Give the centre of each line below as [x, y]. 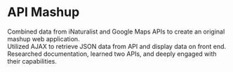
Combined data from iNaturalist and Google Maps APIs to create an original [116, 31]
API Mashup [44, 12]
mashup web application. [44, 38]
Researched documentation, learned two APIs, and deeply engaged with [112, 54]
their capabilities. [32, 61]
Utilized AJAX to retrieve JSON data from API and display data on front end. [117, 46]
